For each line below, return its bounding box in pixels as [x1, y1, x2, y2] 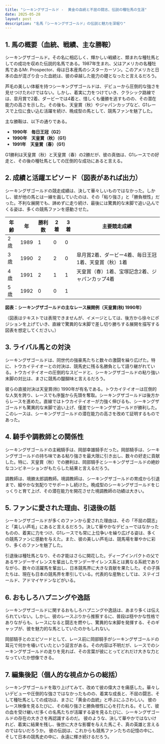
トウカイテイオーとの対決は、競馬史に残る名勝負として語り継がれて [13, 363, 151, 369]
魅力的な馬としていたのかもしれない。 [35, 626, 113, 632]
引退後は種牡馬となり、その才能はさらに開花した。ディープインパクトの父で [5, 553, 160, 559]
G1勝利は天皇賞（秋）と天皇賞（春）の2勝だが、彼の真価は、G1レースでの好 [5, 152, 160, 158]
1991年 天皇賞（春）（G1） [12, 141, 68, 147]
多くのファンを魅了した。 [13, 542, 65, 548]
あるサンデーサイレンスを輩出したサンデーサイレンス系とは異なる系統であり [5, 559, 160, 565]
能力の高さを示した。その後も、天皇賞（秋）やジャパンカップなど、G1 [5, 102, 148, 108]
